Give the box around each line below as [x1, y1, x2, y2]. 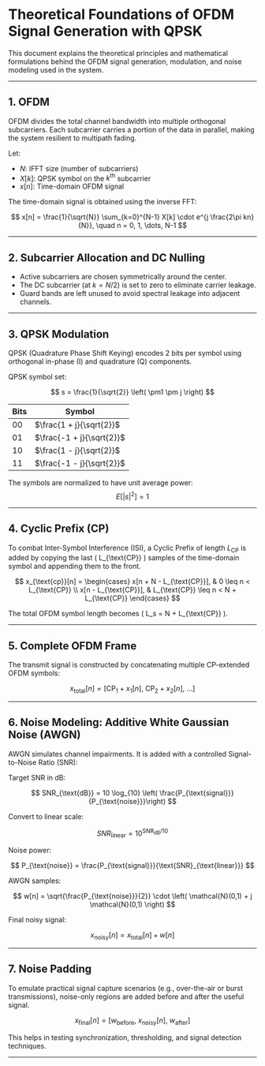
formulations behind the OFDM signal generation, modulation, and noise [8, 57, 242, 66]
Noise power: [8, 846, 52, 855]
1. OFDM [8, 95, 50, 109]
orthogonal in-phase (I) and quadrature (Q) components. [8, 357, 192, 366]
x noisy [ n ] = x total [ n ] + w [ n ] [90, 930, 175, 941]
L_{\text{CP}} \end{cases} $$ [84, 593, 181, 603]
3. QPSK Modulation [8, 327, 110, 341]
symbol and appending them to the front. [8, 562, 142, 571]
